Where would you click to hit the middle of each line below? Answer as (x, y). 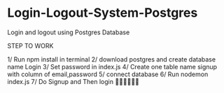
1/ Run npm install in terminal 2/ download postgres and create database (111, 59)
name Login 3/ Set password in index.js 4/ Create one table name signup (112, 66)
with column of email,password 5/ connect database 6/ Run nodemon (108, 74)
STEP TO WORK (30, 45)
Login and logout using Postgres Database (69, 32)
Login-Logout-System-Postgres (103, 13)
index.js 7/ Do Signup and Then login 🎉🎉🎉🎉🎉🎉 (73, 81)
